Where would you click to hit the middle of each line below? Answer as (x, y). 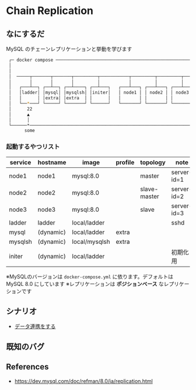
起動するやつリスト (33, 147)
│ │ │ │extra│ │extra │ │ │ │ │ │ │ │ (91, 98)
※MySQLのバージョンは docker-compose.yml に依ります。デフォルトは (90, 277)
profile (125, 162)
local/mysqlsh (91, 241)
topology (153, 162)
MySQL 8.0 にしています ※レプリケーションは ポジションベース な (85, 284)
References (27, 367)
